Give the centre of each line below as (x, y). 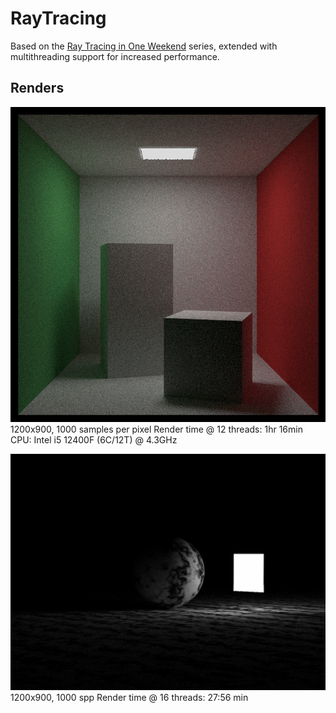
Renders (37, 88)
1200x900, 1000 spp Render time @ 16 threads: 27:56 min (129, 697)
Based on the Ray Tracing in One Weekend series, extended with (144, 46)
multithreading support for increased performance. (115, 56)
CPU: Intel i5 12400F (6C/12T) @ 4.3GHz (94, 439)
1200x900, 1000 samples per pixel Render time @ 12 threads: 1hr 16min (156, 429)
